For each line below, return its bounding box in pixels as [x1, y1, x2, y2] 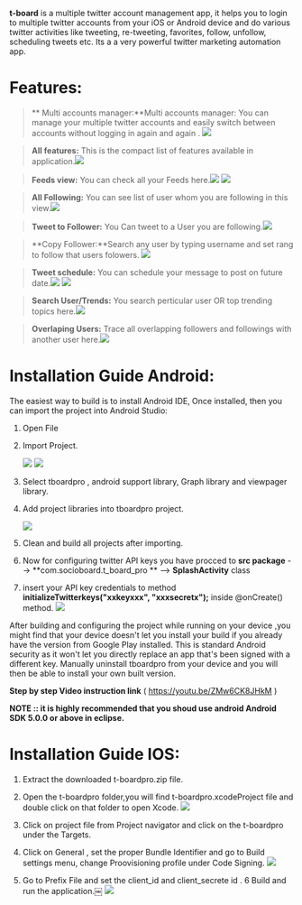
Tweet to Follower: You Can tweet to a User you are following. [31, 221, 263, 232]
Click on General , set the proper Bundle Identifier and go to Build [22, 846, 266, 857]
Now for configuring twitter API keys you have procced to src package [22, 555, 286, 566]
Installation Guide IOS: [9, 744, 180, 765]
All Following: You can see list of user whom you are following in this [31, 191, 288, 202]
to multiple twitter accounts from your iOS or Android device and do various [9, 17, 291, 28]
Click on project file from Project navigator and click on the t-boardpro [22, 819, 284, 830]
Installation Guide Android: [9, 365, 215, 386]
